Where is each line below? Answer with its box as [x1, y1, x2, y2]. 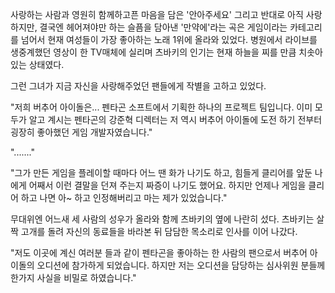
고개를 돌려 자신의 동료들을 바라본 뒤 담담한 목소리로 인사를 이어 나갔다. [20, 226, 298, 237]
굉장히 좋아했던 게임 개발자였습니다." [10, 126, 153, 138]
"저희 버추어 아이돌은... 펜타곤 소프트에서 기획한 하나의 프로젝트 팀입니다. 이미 [10, 101, 313, 113]
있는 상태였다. [10, 59, 65, 70]
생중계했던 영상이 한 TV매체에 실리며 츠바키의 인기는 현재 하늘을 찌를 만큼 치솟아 [10, 46, 323, 58]
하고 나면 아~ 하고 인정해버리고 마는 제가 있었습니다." [20, 192, 228, 203]
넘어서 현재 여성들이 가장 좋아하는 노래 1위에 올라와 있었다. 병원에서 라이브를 [20, 34, 318, 45]
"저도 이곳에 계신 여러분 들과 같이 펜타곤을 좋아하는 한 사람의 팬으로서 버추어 [10, 247, 308, 258]
